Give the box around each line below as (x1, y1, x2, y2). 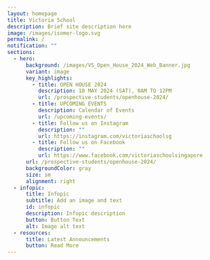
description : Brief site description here (7, 23, 132, 30)
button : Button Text (25, 216, 85, 223)
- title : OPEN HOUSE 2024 (32, 81, 107, 88)
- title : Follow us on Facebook (32, 139, 126, 146)
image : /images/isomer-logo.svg (7, 29, 100, 37)
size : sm (25, 171, 51, 178)
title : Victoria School (7, 17, 76, 24)
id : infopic (25, 204, 60, 211)
